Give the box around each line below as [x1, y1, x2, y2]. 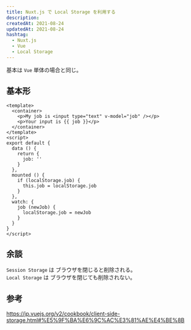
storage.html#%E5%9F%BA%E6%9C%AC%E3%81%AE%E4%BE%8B [6, 317, 185, 324]
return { [17, 150, 40, 156]
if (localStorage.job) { [17, 177, 81, 183]
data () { [12, 145, 37, 152]
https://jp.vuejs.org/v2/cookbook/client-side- [6, 310, 120, 318]
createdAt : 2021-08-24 [6, 20, 64, 26]
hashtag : [6, 32, 29, 38]
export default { [6, 140, 51, 146]
